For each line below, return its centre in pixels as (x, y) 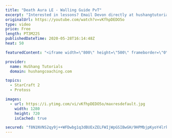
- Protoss (20, 90)
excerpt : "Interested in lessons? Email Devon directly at (70, 15)
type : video (18, 24)
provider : (16, 62)
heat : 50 (15, 43)
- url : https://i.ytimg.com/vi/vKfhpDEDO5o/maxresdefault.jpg (78, 104)
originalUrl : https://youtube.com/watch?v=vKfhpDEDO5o (65, 19)
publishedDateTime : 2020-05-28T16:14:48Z (50, 39)
